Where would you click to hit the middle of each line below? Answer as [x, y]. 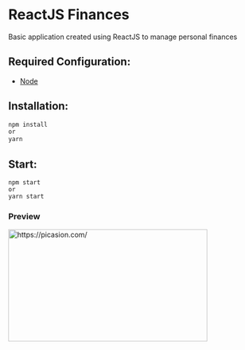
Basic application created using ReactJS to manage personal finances [123, 37]
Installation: [39, 106]
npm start [25, 183]
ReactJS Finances [69, 15]
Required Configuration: [70, 62]
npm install [28, 124]
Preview [24, 216]
